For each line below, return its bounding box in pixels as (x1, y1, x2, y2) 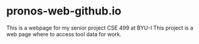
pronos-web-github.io (6, 4, 122, 18)
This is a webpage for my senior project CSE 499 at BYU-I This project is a (6, 24, 194, 31)
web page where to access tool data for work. (6, 30, 122, 37)
